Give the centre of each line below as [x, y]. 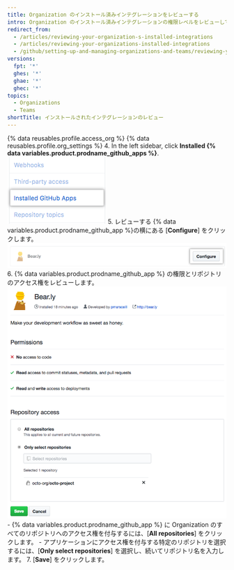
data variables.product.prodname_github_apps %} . [83, 153]
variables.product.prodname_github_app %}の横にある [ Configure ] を [108, 230]
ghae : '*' [28, 81]
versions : [22, 59]
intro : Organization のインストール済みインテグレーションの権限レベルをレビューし [116, 22]
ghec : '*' [28, 88]
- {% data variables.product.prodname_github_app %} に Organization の [112, 525]
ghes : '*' [28, 73]
